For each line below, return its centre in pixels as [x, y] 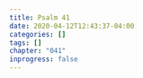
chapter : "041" [38, 51]
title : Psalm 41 [40, 17]
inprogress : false [44, 59]
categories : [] [38, 34]
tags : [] [26, 43]
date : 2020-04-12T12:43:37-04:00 [72, 26]
